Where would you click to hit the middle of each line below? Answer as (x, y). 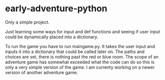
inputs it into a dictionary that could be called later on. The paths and (75, 52)
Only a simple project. (27, 22)
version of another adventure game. (42, 72)
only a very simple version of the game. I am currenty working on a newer (80, 67)
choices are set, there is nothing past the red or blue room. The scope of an (82, 56)
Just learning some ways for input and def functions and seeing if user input (82, 31)
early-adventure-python (56, 9)
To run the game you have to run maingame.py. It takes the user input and (80, 46)
